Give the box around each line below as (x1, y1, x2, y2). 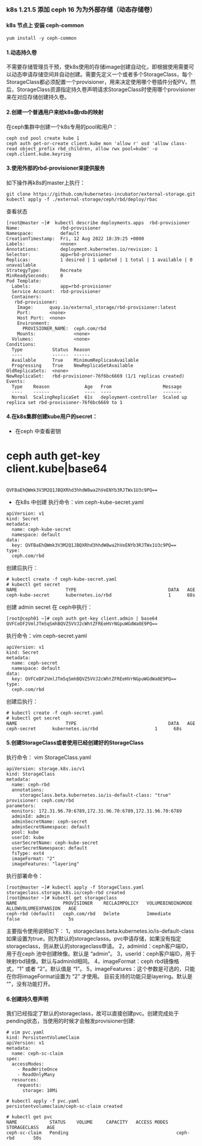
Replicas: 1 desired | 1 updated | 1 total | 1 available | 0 (6, 257, 193, 263)
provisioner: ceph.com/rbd (6, 797, 74, 804)
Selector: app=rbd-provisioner (6, 251, 112, 257)
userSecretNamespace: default (11, 845, 87, 851)
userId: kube (11, 835, 45, 841)
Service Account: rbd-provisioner (11, 288, 101, 294)
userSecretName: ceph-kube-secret (11, 840, 98, 846)
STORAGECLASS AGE (6, 1125, 55, 1131)
